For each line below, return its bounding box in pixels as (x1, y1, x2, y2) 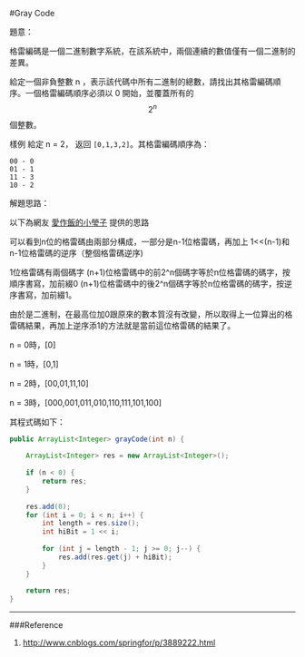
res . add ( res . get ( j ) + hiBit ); (57, 553, 172, 562)
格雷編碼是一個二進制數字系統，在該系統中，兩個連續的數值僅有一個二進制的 (9, 45, 296, 56)
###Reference (9, 620, 64, 631)
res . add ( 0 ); (25, 502, 71, 511)
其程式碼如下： (9, 417, 65, 427)
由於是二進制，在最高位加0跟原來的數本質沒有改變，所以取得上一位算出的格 (9, 309, 293, 319)
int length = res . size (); (42, 519, 141, 528)
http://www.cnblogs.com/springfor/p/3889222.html (22, 637, 216, 648)
